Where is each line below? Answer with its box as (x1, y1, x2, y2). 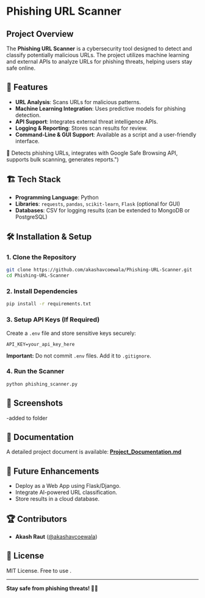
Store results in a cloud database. (15, 495, 100, 503)
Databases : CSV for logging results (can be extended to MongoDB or (15, 206, 190, 214)
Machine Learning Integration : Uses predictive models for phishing (15, 105, 186, 112)
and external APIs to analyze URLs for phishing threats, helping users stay (6, 58, 192, 65)
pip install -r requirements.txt (6, 301, 92, 307)
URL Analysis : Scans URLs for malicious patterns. (15, 98, 142, 105)
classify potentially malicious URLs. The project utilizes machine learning (6, 51, 189, 59)
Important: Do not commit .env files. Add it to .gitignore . (6, 352, 151, 359)
